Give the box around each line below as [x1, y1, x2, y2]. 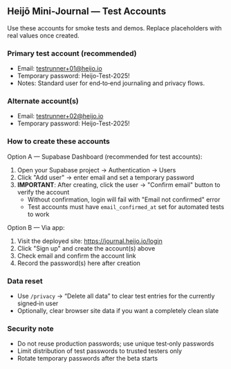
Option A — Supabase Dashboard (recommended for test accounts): [7, 152, 203, 161]
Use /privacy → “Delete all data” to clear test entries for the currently [17, 292, 215, 300]
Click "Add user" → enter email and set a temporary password [17, 173, 195, 181]
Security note [7, 323, 54, 333]
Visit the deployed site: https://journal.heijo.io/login [17, 237, 163, 245]
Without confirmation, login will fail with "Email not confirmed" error [27, 195, 221, 204]
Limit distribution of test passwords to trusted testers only [17, 347, 182, 355]
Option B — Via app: [7, 223, 65, 231]
